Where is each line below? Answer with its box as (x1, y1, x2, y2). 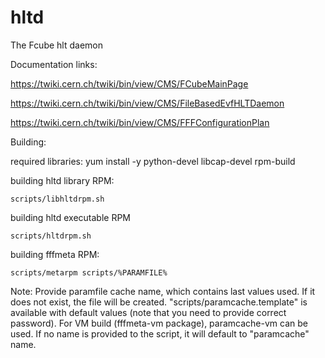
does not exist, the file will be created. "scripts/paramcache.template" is (10, 296, 308, 308)
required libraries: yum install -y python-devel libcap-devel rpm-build (10, 155, 296, 167)
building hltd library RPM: (10, 174, 115, 186)
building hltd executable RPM (10, 211, 132, 223)
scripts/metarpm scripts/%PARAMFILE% (10, 267, 168, 278)
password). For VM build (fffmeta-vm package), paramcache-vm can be (10, 317, 308, 329)
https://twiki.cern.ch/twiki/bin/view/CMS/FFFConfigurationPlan (10, 116, 270, 128)
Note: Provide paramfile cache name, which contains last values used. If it (10, 285, 316, 297)
